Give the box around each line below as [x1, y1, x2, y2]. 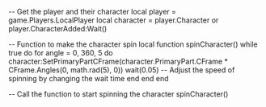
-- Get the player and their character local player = [8, 7, 176, 16]
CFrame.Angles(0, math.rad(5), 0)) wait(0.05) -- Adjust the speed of [8, 65, 235, 75]
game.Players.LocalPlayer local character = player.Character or [8, 15, 219, 25]
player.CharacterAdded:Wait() [8, 24, 108, 33]
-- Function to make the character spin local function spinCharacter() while [8, 39, 258, 49]
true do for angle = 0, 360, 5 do [8, 48, 113, 57]
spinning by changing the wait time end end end [8, 74, 169, 83]
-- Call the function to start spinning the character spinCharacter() [8, 89, 229, 99]
